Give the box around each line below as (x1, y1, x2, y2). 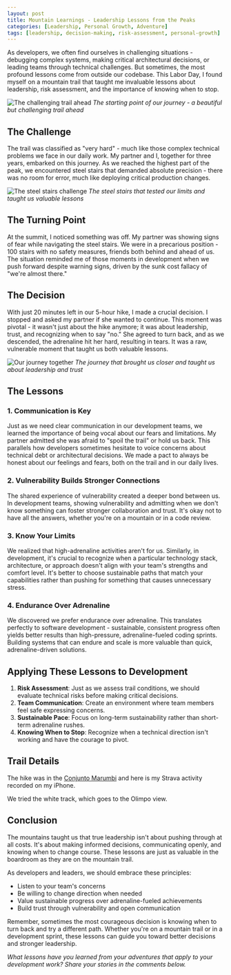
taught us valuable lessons (7, 194, 84, 203)
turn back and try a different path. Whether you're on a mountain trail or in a (7, 925, 223, 933)
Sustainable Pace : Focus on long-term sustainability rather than (17, 714, 200, 722)
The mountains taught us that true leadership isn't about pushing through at (7, 833, 223, 841)
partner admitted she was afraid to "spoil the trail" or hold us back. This (7, 436, 210, 445)
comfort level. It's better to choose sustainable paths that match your (7, 568, 203, 577)
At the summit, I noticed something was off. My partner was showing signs (7, 232, 219, 241)
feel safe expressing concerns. (17, 706, 106, 714)
